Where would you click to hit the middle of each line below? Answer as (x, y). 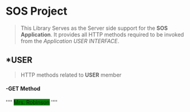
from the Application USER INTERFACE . (70, 41)
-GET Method (23, 89)
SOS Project (36, 11)
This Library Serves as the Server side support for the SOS (94, 28)
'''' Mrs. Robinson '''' (32, 102)
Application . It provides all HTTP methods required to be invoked (102, 34)
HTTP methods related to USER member (71, 75)
